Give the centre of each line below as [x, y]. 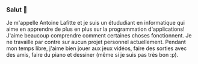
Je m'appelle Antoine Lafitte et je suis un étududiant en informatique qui [96, 23]
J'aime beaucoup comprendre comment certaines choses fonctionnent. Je [99, 36]
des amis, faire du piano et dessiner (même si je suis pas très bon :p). [92, 55]
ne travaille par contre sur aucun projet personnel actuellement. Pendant [96, 42]
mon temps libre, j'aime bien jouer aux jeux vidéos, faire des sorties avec [97, 48]
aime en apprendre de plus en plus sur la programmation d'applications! [95, 29]
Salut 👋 [17, 10]
